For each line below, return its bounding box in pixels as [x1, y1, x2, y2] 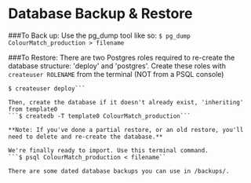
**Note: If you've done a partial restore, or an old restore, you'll [8, 126, 244, 134]
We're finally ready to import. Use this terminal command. [8, 146, 209, 154]
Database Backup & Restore [8, 5, 193, 23]
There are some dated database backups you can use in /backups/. [8, 167, 230, 175]
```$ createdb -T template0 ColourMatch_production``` [8, 112, 191, 120]
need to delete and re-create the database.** [8, 133, 163, 141]
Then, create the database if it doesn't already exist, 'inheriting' [8, 98, 244, 106]
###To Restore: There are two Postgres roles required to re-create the [8, 53, 235, 62]
